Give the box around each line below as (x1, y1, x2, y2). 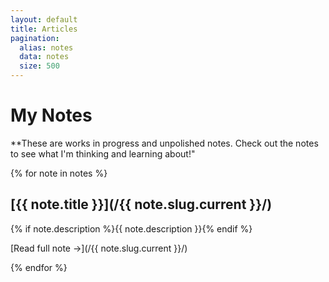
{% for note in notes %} (10, 167, 108, 179)
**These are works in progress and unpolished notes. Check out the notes (10, 137, 319, 149)
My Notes (10, 104, 93, 127)
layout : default (10, 14, 78, 25)
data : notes (19, 52, 70, 62)
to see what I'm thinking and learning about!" (10, 147, 196, 160)
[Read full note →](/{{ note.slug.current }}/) (10, 242, 188, 254)
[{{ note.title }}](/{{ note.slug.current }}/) (10, 196, 273, 213)
